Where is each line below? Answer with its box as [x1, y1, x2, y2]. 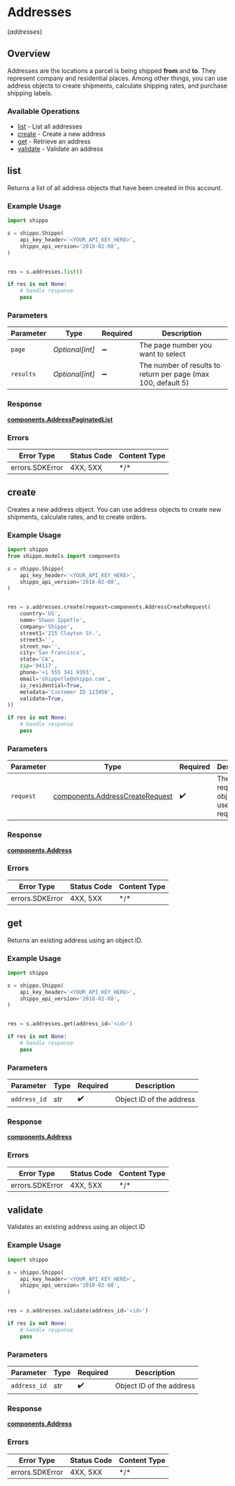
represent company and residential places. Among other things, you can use [7, 74, 227, 82]
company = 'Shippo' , [20, 623, 73, 630]
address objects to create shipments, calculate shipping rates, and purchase [7, 81, 228, 90]
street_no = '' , [20, 643, 61, 650]
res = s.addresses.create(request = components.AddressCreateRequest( [7, 604, 211, 611]
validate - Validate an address [17, 145, 104, 153]
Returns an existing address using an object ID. [7, 936, 143, 944]
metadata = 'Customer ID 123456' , [20, 689, 114, 696]
